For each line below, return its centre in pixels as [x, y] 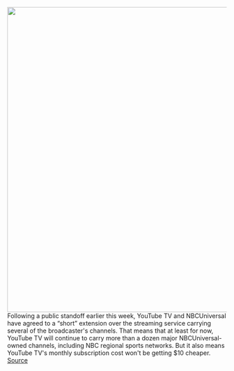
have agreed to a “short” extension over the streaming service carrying [109, 323]
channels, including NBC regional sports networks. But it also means [126, 346]
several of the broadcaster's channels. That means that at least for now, [110, 331]
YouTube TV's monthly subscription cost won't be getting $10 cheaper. [109, 353]
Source [17, 360]
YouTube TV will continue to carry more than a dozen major [92, 338]
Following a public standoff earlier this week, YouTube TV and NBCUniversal [117, 316]
